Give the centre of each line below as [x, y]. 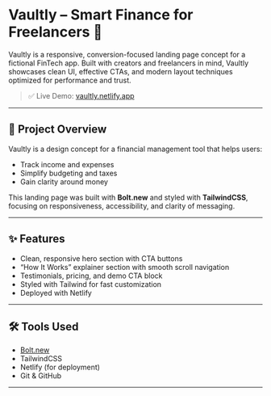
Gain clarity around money [64, 181]
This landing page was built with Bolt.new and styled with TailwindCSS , [128, 197]
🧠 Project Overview [58, 130]
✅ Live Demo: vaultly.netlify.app [81, 95]
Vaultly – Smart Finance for [101, 15]
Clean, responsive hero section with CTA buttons [101, 258]
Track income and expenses [67, 164]
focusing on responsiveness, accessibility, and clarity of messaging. [122, 206]
